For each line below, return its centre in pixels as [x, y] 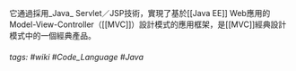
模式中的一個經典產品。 [52, 35]
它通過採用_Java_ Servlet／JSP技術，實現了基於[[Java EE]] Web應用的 [140, 13]
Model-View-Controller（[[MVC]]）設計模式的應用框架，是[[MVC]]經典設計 [148, 24]
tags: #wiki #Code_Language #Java [76, 57]
